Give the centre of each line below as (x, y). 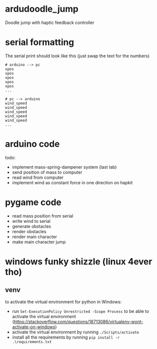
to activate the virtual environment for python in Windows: (63, 302)
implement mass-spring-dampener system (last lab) (64, 167)
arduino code (32, 144)
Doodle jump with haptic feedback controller (50, 22)
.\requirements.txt (32, 342)
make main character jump (39, 242)
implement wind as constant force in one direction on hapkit (72, 182)
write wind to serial (31, 221)
